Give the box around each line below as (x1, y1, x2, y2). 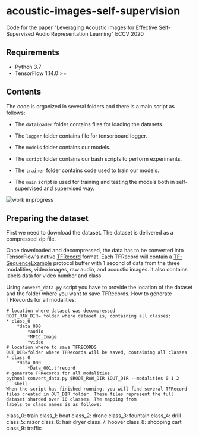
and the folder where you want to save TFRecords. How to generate (6, 290, 172, 297)
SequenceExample (6, 260, 52, 267)
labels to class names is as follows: (6, 402, 102, 408)
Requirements (6, 48, 59, 58)
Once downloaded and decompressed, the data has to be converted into (6, 247, 184, 254)
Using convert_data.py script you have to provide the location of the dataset (6, 284, 193, 291)
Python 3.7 (14, 63, 42, 70)
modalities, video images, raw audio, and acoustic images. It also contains (6, 266, 188, 273)
